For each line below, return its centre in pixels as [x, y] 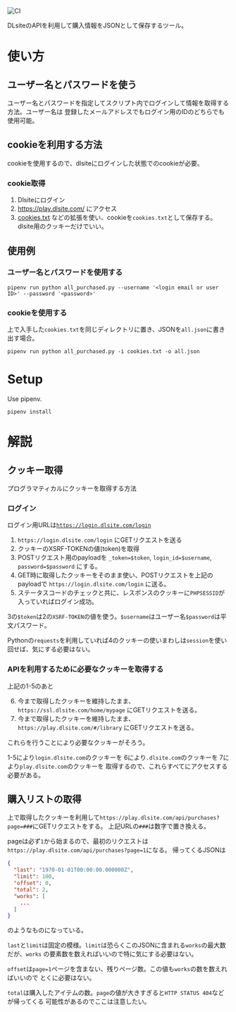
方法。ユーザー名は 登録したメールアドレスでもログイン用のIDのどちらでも [116, 112]
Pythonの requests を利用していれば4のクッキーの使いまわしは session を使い [117, 641]
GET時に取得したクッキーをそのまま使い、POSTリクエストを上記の [115, 575]
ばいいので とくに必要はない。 [51, 978]
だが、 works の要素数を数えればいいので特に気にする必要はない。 [103, 954]
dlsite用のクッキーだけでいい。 [62, 226]
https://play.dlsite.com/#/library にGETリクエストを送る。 [107, 727]
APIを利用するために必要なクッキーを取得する [86, 669]
